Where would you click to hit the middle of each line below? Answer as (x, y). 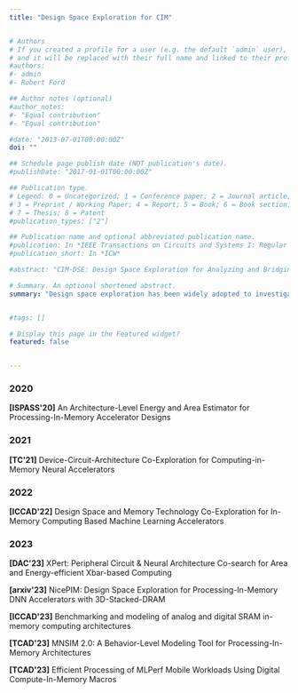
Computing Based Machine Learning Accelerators (133, 522)
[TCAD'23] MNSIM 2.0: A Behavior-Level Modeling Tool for (118, 643)
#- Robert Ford (37, 83)
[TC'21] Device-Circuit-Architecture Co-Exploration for (110, 459)
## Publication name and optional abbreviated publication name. (132, 237)
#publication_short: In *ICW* (65, 254)
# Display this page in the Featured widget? (94, 334)
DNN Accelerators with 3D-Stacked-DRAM (87, 600)
